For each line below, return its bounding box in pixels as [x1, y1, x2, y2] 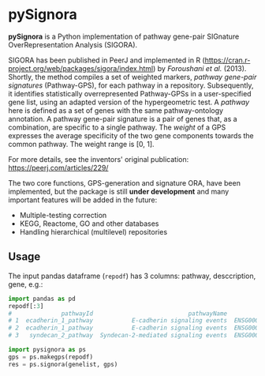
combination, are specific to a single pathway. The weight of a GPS [8, 122, 226, 132]
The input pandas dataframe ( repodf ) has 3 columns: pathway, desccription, [8, 271, 256, 280]
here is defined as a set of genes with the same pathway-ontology [8, 105, 223, 115]
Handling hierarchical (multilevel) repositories [19, 227, 168, 236]
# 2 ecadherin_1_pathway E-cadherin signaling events [8, 324, 227, 333]
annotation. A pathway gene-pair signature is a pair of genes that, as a [8, 114, 238, 123]
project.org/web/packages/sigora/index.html [8, 63, 154, 73]
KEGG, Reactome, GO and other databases [19, 219, 159, 228]
